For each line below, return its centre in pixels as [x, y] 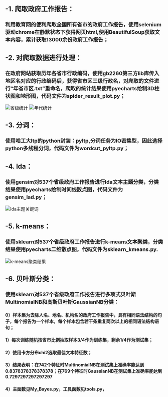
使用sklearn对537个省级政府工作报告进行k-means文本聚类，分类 [84, 242]
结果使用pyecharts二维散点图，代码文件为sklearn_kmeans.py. [82, 249]
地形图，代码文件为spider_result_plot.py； [73, 96]
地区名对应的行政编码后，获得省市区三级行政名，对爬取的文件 [80, 81]
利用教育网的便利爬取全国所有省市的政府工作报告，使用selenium [83, 25]
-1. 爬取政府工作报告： [40, 9]
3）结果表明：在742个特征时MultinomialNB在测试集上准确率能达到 [75, 365]
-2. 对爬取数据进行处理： [43, 58]
